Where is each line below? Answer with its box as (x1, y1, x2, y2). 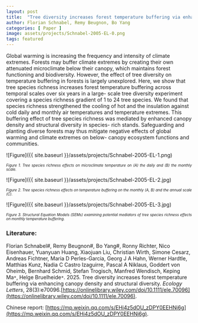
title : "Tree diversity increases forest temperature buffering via (6, 14, 181, 20)
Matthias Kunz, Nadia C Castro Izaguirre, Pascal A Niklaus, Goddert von (6, 261, 180, 269)
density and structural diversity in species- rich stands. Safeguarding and (6, 122, 184, 128)
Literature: (6, 229, 37, 237)
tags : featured (6, 36, 44, 42)
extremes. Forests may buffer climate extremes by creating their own (6, 58, 174, 66)
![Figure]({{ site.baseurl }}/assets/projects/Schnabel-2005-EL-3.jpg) (6, 201, 172, 208)
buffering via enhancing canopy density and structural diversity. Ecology (6, 280, 183, 287)
